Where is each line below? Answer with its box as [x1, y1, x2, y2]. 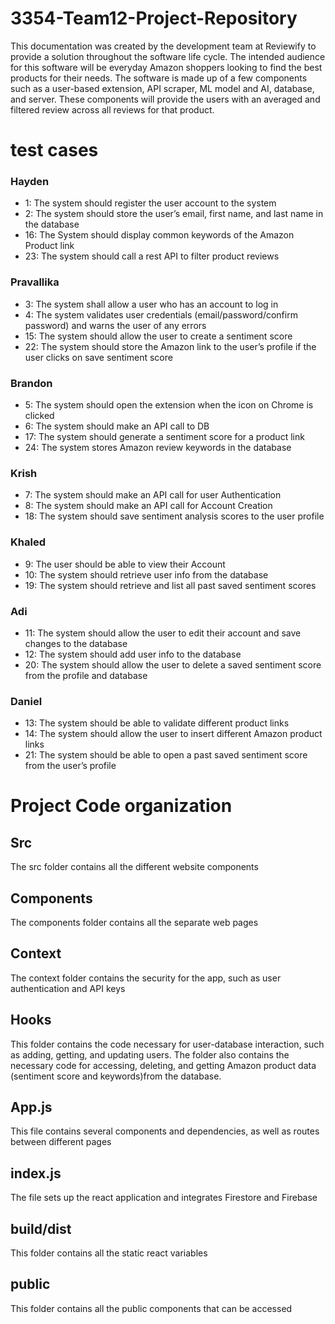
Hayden [10, 175, 50, 189]
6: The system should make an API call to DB [24, 420, 210, 432]
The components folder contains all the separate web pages [10, 917, 259, 929]
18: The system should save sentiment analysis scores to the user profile [24, 510, 325, 522]
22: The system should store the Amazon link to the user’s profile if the [24, 340, 317, 352]
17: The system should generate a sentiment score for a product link [24, 431, 305, 443]
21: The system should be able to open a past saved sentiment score [24, 749, 308, 761]
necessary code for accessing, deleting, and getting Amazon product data [10, 1059, 317, 1071]
